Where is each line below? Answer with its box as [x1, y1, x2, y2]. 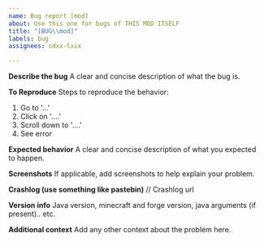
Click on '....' [19, 111, 62, 122]
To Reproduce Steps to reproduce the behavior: [8, 87, 169, 97]
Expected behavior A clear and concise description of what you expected [8, 145, 257, 154]
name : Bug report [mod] [8, 11, 89, 20]
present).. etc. [8, 209, 55, 219]
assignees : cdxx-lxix [8, 42, 82, 50]
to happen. [8, 153, 45, 163]
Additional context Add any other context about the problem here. [8, 225, 232, 235]
